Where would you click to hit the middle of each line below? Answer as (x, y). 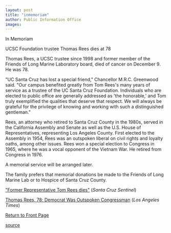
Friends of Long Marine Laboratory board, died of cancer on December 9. (83, 64)
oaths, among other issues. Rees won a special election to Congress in (80, 144)
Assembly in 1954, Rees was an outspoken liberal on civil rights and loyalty (84, 138)
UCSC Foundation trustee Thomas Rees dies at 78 (58, 49)
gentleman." (18, 112)
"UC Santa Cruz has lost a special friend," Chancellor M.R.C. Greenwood (82, 79)
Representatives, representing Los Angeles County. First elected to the (80, 133)
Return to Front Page (27, 215)
